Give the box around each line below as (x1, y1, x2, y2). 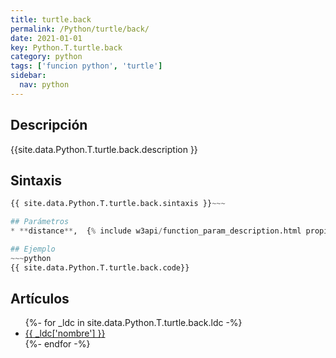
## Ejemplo (10, 244, 56, 254)
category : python (10, 52, 83, 62)
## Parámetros (10, 217, 70, 227)
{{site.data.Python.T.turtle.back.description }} (10, 143, 198, 155)
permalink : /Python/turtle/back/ (10, 24, 150, 34)
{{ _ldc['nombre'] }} (24, 327, 106, 340)
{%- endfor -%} (24, 338, 91, 350)
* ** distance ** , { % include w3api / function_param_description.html (10, 226, 302, 236)
